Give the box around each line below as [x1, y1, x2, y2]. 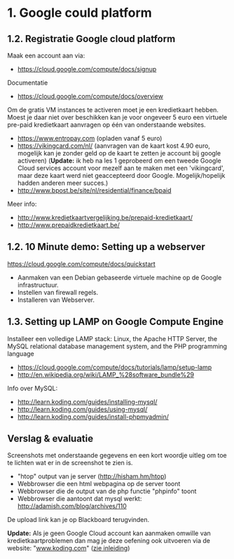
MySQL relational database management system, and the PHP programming [7, 342, 228, 350]
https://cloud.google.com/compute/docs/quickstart [7, 259, 156, 268]
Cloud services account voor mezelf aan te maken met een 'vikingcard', [17, 164, 225, 172]
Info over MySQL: [7, 384, 58, 392]
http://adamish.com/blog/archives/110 [17, 502, 128, 511]
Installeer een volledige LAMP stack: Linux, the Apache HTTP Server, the [7, 334, 218, 343]
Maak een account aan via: [7, 51, 85, 60]
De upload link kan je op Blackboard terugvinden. [7, 516, 150, 524]
